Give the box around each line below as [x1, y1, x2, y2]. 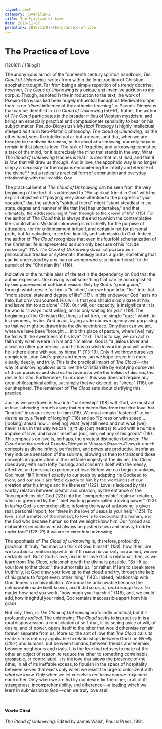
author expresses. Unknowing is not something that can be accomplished [5, 277, 152, 283]
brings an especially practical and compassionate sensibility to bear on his [5, 118, 154, 124]
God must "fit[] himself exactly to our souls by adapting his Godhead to [5, 472, 147, 478]
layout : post [5, 7, 31, 12]
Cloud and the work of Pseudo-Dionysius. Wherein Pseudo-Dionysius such [5, 441, 155, 447]
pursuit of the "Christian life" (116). [5, 262, 74, 268]
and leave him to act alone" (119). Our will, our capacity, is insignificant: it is [5, 302, 155, 308]
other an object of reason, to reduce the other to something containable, [5, 651, 149, 657]
